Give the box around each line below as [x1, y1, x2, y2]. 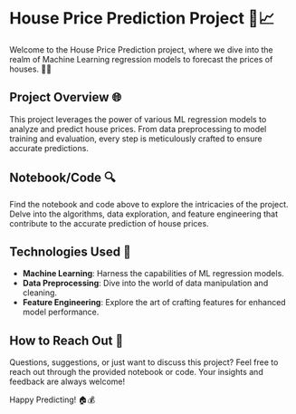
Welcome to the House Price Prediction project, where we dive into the [9, 43, 273, 55]
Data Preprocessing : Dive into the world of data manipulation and [22, 278, 269, 289]
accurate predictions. [9, 142, 89, 153]
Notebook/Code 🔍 [9, 170, 116, 186]
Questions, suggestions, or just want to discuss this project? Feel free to [9, 357, 279, 368]
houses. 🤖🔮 [9, 63, 53, 74]
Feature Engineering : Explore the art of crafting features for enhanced [22, 297, 287, 308]
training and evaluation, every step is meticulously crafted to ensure [9, 133, 263, 144]
